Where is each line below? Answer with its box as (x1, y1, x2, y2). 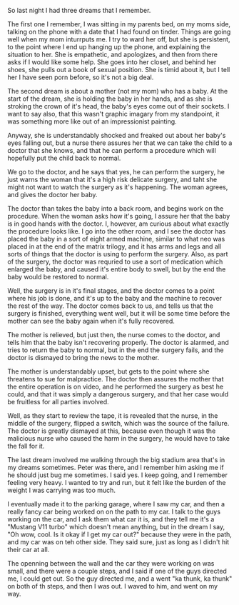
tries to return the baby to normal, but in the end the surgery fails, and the (7, 346, 224, 354)
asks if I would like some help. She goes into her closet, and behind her (7, 58, 217, 66)
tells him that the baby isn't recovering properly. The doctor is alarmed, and (7, 339, 230, 346)
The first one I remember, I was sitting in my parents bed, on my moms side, (7, 20, 230, 28)
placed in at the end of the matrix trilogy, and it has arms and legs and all (7, 242, 222, 251)
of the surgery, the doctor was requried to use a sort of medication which (7, 257, 223, 266)
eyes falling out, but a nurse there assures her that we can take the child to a (7, 139, 233, 147)
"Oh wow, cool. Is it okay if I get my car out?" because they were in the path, (7, 530, 232, 539)
